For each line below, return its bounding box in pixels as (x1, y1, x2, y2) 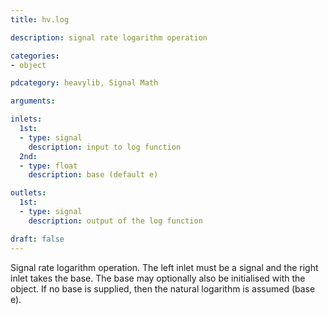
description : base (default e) (28, 170, 159, 180)
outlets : (10, 188, 47, 198)
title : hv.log (10, 14, 70, 25)
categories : (10, 51, 60, 61)
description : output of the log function (28, 216, 203, 226)
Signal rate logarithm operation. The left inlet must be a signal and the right (10, 261, 319, 273)
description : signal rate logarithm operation (10, 32, 208, 43)
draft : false (10, 234, 65, 244)
